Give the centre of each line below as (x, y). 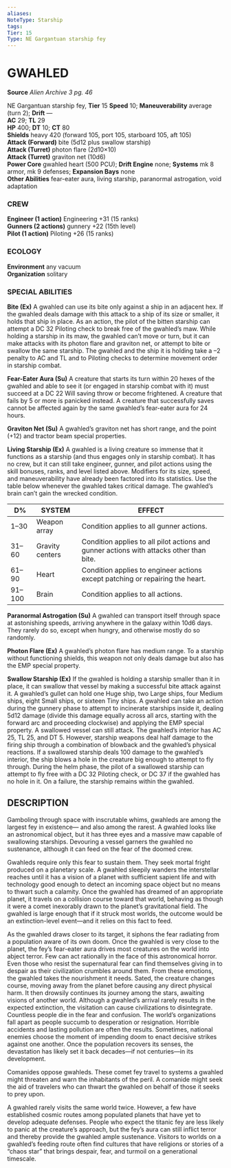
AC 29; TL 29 (26, 121)
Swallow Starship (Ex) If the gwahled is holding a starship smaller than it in (113, 679)
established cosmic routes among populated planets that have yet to (104, 1114)
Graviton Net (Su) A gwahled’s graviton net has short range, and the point (112, 429)
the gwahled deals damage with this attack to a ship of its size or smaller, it (113, 314)
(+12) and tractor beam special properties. (67, 436)
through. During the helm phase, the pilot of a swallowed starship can (106, 766)
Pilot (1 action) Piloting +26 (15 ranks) (60, 234)
